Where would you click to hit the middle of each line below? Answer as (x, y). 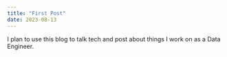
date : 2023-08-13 (32, 20)
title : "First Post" (37, 13)
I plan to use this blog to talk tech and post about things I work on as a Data (114, 39)
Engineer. (21, 46)
